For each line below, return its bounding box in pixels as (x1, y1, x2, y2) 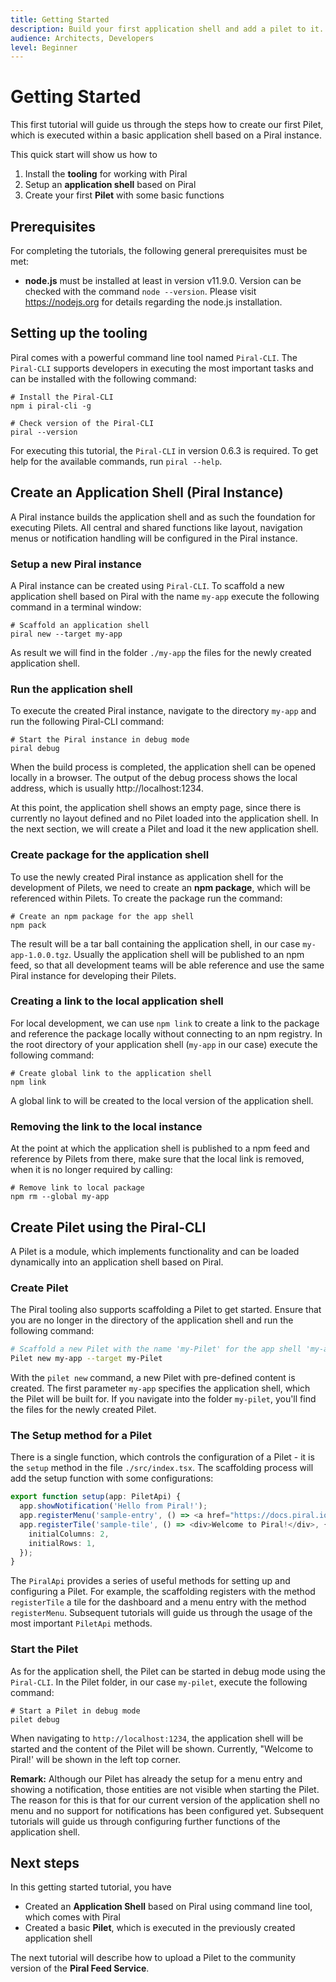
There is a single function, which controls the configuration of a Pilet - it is (10, 1451, 315, 1463)
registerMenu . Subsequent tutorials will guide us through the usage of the (10, 1607, 313, 1619)
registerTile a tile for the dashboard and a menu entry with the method (10, 1596, 307, 1608)
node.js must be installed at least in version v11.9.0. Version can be (24, 275, 302, 286)
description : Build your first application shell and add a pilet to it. (10, 24, 325, 34)
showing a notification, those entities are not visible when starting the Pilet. (10, 1783, 320, 1795)
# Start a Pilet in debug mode (10, 1706, 141, 1716)
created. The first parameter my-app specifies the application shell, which (10, 1382, 311, 1394)
